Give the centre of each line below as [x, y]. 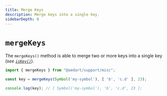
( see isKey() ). [20, 61]
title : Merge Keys [24, 10]
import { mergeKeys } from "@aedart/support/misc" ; [60, 70]
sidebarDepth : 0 [22, 19]
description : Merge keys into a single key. [52, 14]
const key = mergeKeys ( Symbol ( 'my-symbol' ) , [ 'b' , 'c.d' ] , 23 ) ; [76, 79]
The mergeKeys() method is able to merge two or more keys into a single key [84, 56]
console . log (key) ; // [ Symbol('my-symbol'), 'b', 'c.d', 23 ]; [74, 88]
